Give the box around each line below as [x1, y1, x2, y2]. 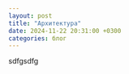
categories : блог [8, 34, 67, 43]
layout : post [8, 11, 53, 20]
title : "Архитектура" [8, 19, 82, 27]
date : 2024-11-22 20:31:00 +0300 [8, 27, 122, 35]
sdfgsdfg [8, 56, 39, 66]
